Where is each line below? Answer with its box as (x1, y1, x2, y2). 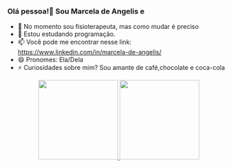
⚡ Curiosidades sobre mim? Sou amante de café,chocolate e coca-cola (17, 64, 225, 72)
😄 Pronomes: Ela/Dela (17, 56, 83, 64)
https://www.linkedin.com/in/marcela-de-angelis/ (17, 48, 162, 56)
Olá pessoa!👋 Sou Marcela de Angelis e (7, 6, 145, 16)
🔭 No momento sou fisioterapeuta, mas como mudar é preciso (17, 23, 199, 31)
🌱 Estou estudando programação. (17, 30, 116, 38)
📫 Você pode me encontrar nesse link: (17, 38, 132, 47)
